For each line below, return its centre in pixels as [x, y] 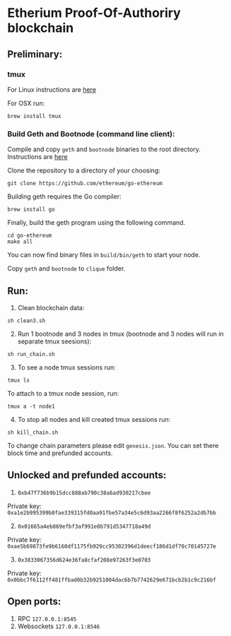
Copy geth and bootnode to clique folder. [66, 269]
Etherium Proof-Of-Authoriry [94, 13]
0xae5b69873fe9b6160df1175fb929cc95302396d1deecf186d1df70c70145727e [112, 546]
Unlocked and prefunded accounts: [87, 475]
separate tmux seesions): [54, 341]
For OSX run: [26, 103]
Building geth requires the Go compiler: [64, 196]
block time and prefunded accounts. [60, 453]
